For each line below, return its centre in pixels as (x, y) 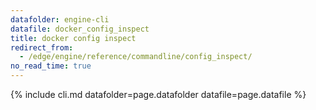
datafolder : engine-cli (60, 19)
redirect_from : (42, 47)
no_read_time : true (51, 66)
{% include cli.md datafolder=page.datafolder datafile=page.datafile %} (158, 94)
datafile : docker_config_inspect (80, 29)
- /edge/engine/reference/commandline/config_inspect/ (136, 57)
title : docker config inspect (73, 38)
